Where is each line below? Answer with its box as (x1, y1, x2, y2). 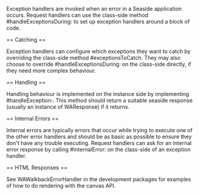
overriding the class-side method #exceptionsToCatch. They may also (6, 54, 181, 61)
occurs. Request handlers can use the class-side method (6, 11, 149, 19)
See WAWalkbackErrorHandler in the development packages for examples (6, 176, 192, 183)
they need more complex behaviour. (6, 67, 96, 74)
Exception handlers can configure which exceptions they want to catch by (6, 48, 191, 55)
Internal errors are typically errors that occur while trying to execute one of (6, 127, 193, 133)
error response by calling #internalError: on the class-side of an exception (6, 146, 191, 153)
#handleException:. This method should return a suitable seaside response (6, 97, 193, 104)
